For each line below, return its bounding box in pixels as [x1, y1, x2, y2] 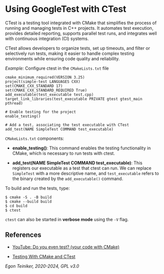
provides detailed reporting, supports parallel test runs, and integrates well [5, 30, 157, 36]
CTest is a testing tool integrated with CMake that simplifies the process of [5, 20, 157, 26]
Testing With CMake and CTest [12, 253, 76, 259]
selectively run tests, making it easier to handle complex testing [5, 50, 134, 56]
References [5, 231, 41, 239]
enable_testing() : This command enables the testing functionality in [12, 145, 151, 151]
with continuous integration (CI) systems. [5, 36, 89, 42]
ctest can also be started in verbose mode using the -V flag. [5, 216, 129, 222]
